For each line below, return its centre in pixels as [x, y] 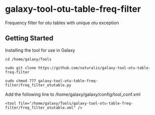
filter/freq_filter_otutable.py [38, 85]
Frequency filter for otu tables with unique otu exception [62, 23]
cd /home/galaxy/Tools [28, 59]
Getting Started [29, 38]
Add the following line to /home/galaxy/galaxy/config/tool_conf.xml [73, 94]
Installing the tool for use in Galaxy [40, 50]
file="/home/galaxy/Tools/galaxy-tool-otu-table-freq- [76, 103]
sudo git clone [21, 68]
